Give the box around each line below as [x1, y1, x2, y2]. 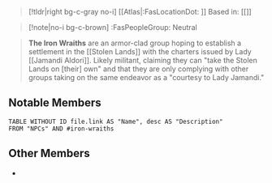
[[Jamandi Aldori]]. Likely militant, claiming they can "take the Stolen [28, 56, 257, 65]
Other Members [8, 147, 91, 160]
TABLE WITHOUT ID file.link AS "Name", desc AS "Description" [8, 117, 223, 126]
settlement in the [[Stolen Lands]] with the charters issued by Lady [28, 47, 252, 56]
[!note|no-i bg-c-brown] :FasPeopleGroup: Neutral [28, 23, 197, 32]
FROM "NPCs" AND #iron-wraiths [8, 125, 114, 133]
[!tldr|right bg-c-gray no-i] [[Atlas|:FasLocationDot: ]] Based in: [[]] [28, 7, 252, 16]
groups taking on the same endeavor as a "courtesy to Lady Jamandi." [28, 73, 265, 82]
